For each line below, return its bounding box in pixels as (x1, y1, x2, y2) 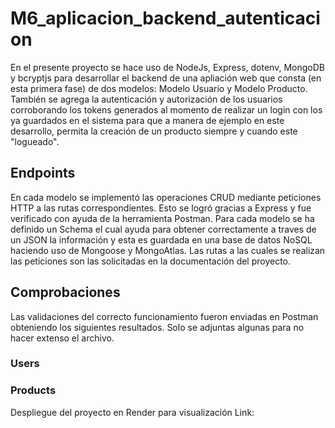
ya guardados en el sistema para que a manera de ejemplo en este (10, 114, 285, 126)
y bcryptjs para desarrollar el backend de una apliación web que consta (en (10, 72, 322, 84)
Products (10, 383, 57, 397)
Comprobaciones (10, 284, 121, 301)
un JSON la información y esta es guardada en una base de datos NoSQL (10, 233, 313, 246)
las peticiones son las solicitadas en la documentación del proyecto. (10, 255, 292, 267)
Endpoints (10, 165, 76, 182)
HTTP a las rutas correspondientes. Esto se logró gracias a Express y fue (10, 202, 312, 214)
